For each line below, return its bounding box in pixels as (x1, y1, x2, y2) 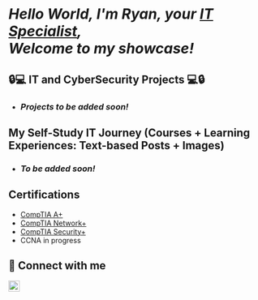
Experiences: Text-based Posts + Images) (8, 139, 225, 152)
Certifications (8, 188, 80, 202)
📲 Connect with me (8, 259, 106, 272)
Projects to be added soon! (19, 101, 129, 112)
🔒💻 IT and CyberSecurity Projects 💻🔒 (8, 72, 205, 86)
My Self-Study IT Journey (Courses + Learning (8, 126, 251, 139)
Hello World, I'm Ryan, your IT (8, 5, 213, 24)
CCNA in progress (19, 235, 81, 245)
